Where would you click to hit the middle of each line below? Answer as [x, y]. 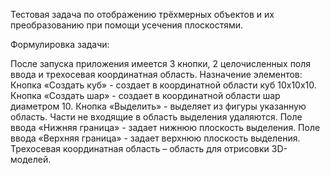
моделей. [31, 159]
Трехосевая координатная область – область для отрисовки [140, 148]
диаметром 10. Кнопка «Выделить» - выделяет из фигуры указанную [158, 106]
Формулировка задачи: [60, 44]
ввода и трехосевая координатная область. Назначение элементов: [156, 74]
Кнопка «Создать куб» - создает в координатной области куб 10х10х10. [163, 85]
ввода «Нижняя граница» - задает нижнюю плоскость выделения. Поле [165, 127]
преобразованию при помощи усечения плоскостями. [127, 25]
